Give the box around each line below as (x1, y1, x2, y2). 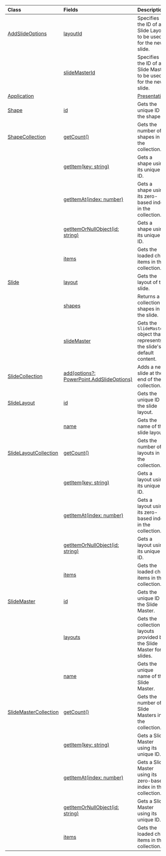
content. (137, 356, 157, 362)
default (137, 349, 154, 356)
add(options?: (63, 370, 96, 377)
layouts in (137, 450, 160, 456)
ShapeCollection (7, 134, 46, 140)
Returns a (137, 293, 160, 300)
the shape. (137, 113, 162, 120)
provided (137, 634, 158, 640)
